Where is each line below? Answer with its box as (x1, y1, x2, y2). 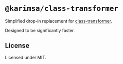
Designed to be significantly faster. (5, 27, 75, 33)
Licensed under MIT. (5, 54, 47, 60)
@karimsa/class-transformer (5, 4, 119, 13)
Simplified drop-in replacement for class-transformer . (5, 18, 112, 24)
